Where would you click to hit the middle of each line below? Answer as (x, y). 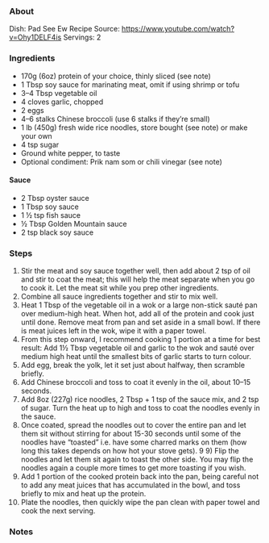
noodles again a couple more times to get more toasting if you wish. (133, 468)
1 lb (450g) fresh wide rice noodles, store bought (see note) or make (134, 127)
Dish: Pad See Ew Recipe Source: (64, 29)
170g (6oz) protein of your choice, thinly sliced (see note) (116, 76)
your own (37, 136)
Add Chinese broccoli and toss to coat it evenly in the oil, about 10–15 (136, 382)
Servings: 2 (82, 37)
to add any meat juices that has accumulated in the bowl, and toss (130, 485)
